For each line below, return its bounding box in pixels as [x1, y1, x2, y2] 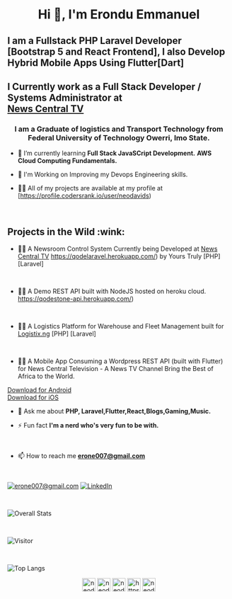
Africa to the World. [17, 372, 76, 381]
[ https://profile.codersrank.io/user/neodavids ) [17, 191, 152, 200]
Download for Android [7, 386, 72, 394]
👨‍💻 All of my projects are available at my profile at [17, 184, 163, 193]
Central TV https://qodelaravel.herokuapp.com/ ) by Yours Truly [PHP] [17, 252, 221, 261]
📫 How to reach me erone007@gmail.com [17, 452, 146, 460]
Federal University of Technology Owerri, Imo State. [28, 132, 210, 142]
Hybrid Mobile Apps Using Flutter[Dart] [7, 57, 185, 69]
